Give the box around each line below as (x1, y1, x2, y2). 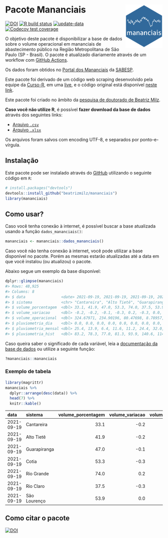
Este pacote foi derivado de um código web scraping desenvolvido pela (5, 76, 153, 82)
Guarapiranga (25, 446, 54, 452)
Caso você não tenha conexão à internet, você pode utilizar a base (5, 248, 143, 254)
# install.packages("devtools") (5, 185, 72, 191)
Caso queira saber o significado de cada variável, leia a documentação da (5, 340, 158, 346)
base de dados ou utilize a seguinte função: (5, 345, 95, 352)
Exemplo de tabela (5, 368, 51, 375)
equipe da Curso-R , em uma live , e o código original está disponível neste (5, 82, 157, 88)
